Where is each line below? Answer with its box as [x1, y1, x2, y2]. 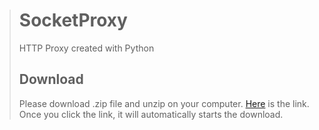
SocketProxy [18, 9, 128, 32]
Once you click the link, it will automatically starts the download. [18, 108, 284, 120]
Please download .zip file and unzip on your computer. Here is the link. [18, 97, 310, 109]
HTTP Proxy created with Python [18, 42, 155, 54]
